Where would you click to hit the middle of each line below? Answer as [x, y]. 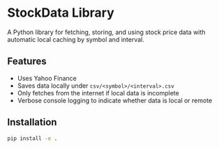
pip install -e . [32, 138]
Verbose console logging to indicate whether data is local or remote [115, 100]
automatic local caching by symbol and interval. [76, 39]
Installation [32, 122]
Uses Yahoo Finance [47, 78]
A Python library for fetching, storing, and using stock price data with [106, 32]
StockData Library [61, 13]
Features [27, 62]
